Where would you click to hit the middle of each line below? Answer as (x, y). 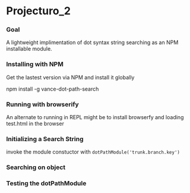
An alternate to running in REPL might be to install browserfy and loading (95, 117)
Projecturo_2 (39, 11)
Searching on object (36, 167)
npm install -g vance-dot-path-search (53, 89)
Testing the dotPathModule (46, 183)
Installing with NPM (35, 64)
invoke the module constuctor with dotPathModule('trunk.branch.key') (93, 152)
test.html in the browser (35, 124)
